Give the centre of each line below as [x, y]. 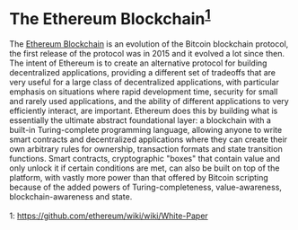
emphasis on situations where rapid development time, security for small [144, 92]
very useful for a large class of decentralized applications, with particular [145, 83]
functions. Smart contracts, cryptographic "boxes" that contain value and [145, 159]
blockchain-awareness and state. [71, 197]
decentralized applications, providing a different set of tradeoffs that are [143, 73]
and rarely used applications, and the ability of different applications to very [149, 102]
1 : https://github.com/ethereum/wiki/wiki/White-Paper [109, 216]
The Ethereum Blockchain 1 [110, 18]
